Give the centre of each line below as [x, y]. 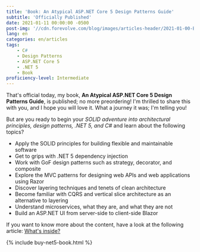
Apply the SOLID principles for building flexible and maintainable [94, 144]
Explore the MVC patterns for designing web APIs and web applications [102, 175]
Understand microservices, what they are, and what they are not [94, 207]
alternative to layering [41, 201]
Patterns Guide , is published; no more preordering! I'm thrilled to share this [98, 101]
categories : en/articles [37, 39]
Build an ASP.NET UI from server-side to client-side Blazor [86, 213]
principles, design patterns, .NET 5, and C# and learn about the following [96, 126]
